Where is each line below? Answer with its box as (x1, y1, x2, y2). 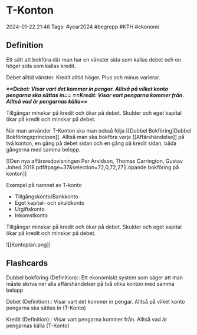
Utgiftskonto (14, 205, 45, 212)
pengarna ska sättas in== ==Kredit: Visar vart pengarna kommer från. (6, 91, 185, 98)
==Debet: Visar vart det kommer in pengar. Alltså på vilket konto (6, 85, 169, 92)
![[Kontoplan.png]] (6, 241, 51, 248)
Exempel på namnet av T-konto (6, 181, 82, 188)
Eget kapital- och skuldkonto (14, 199, 85, 206)
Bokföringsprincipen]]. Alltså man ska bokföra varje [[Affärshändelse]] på (6, 133, 185, 140)
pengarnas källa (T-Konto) (6, 322, 70, 329)
